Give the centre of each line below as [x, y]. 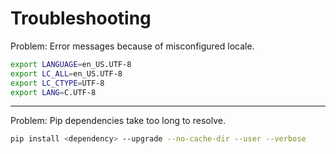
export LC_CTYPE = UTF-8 [57, 83]
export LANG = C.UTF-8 [53, 92]
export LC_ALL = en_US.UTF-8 [66, 73]
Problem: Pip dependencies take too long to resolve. [118, 121]
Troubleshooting [81, 18]
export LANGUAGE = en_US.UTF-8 [71, 64]
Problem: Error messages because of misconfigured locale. [132, 46]
